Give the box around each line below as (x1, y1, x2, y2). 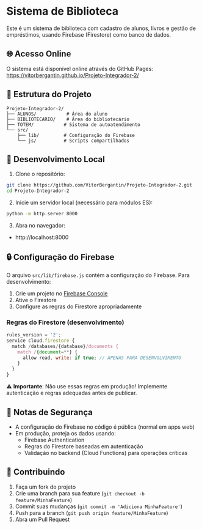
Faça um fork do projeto (15, 483, 76, 490)
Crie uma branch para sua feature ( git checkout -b (15, 489, 145, 497)
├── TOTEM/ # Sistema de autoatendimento (6, 121, 140, 128)
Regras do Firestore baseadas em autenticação (24, 442, 143, 450)
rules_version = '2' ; (6, 332, 62, 338)
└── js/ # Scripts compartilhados (17, 138, 130, 144)
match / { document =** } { (17, 349, 78, 355)
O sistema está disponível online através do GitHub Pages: (6, 65, 154, 72)
